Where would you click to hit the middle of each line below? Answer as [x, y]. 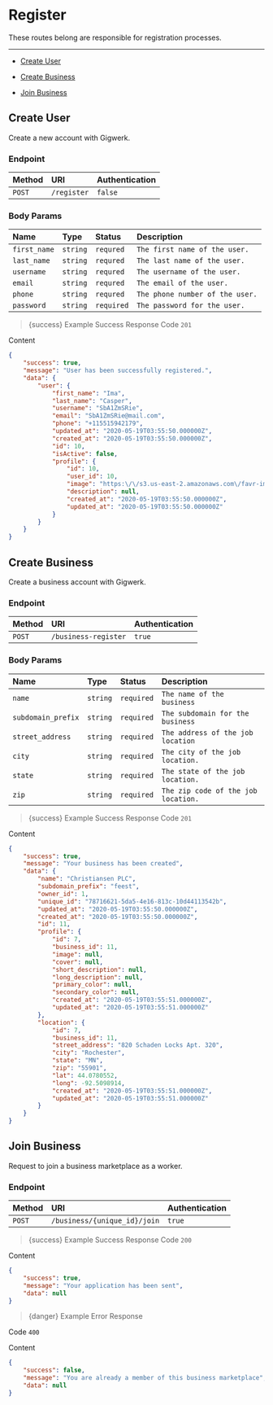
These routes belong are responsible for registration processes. [115, 37]
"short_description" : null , [100, 969]
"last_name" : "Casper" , [92, 400]
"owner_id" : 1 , [63, 894]
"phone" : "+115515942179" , [97, 424]
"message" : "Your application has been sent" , [103, 1285]
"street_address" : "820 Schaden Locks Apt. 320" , [137, 1045]
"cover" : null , [78, 962]
